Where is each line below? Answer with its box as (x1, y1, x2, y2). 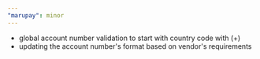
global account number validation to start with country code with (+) (18, 33, 241, 42)
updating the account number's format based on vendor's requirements (18, 41, 252, 51)
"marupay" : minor (7, 11, 65, 20)
